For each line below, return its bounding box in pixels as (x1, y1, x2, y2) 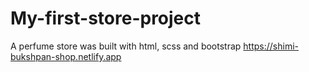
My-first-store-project (10, 7, 202, 30)
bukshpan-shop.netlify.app (10, 50, 122, 62)
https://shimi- (243, 40, 299, 52)
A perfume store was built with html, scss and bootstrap (10, 40, 242, 52)
